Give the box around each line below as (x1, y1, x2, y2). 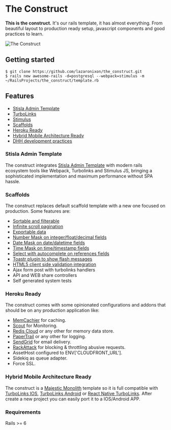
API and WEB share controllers (12, 272, 77, 279)
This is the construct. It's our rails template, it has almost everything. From (5, 20, 163, 26)
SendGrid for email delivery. (12, 339, 71, 345)
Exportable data (12, 229, 46, 235)
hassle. (5, 178, 20, 184)
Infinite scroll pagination (12, 223, 64, 230)
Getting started (5, 56, 55, 64)
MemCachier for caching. (12, 317, 66, 323)
